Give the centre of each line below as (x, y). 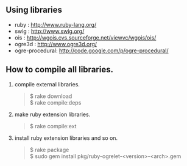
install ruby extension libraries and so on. (66, 138)
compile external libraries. (47, 84)
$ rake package (49, 150)
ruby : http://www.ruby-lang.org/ (55, 24)
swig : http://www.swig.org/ (49, 31)
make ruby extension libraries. (52, 114)
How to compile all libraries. (60, 70)
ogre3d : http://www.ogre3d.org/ (56, 44)
